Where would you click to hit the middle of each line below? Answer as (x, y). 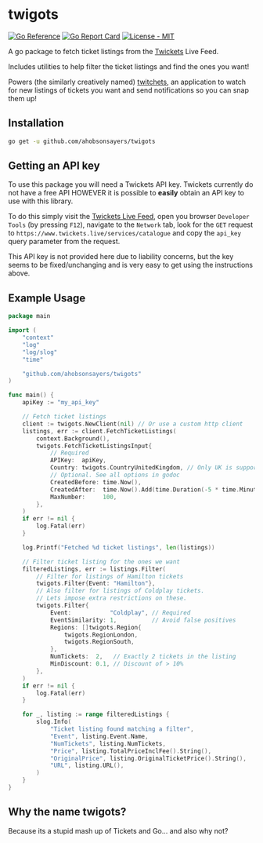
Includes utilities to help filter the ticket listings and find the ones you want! (129, 66)
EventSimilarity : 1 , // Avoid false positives (143, 620)
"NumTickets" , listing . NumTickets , (108, 743)
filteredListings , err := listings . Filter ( (94, 569)
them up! (23, 98)
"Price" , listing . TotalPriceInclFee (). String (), (131, 751)
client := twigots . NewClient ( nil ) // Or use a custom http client (133, 424)
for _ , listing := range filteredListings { (96, 715)
